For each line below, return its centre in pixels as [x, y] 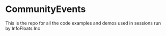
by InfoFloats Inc [23, 28]
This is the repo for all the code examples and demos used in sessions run [83, 23]
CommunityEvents [46, 9]
